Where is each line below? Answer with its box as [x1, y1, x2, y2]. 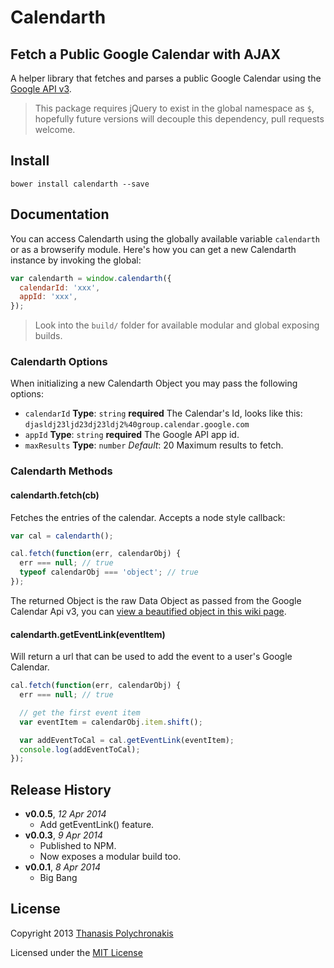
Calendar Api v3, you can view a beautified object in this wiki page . [10, 605, 287, 617]
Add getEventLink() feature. [39, 819, 155, 831]
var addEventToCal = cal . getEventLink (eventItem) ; [19, 735, 235, 745]
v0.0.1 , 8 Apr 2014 [24, 861, 102, 873]
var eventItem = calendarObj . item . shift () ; [19, 717, 203, 727]
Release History [10, 781, 112, 798]
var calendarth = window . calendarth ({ [10, 273, 172, 283]
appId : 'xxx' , [19, 292, 78, 302]
